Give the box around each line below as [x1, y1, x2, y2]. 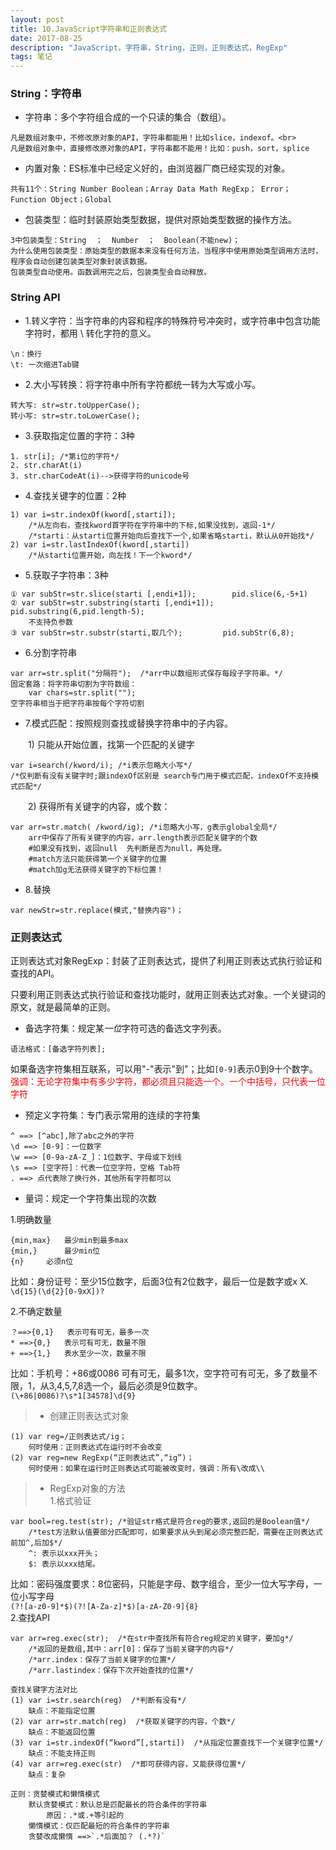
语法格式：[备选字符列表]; [10, 1044, 107, 1055]
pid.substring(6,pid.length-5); [10, 606, 145, 616]
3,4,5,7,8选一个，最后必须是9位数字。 [48, 1380, 203, 1392]
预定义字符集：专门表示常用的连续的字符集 [24, 1109, 201, 1121]
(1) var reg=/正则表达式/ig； [10, 1432, 127, 1442]
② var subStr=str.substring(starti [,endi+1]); [10, 597, 215, 608]
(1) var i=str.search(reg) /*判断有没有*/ [10, 1696, 187, 1706]
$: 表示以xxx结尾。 [28, 1559, 100, 1570]
